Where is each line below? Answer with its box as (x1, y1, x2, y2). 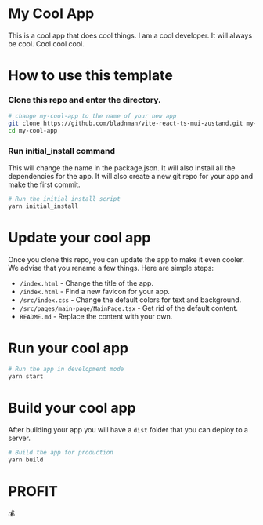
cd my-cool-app (8, 127, 58, 135)
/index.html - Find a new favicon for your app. (19, 287, 171, 297)
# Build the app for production (8, 448, 113, 456)
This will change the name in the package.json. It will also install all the (8, 163, 236, 173)
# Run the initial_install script (8, 195, 121, 203)
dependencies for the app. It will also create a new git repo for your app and (8, 172, 254, 181)
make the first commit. (8, 180, 81, 189)
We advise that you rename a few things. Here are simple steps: (8, 264, 214, 273)
